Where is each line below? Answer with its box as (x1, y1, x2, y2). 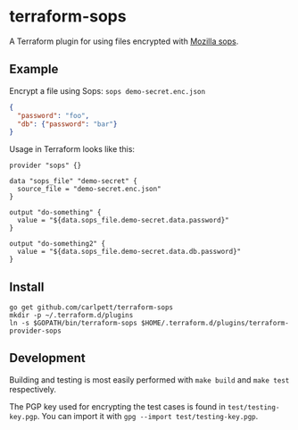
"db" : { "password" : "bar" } (17, 119, 118, 129)
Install (9, 279, 45, 294)
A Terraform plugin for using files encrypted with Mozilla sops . (9, 36, 239, 46)
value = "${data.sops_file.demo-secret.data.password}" (17, 216, 229, 225)
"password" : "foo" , (17, 111, 90, 120)
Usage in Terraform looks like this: (9, 144, 136, 155)
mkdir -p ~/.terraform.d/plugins (9, 311, 134, 320)
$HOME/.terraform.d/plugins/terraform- (141, 319, 290, 328)
